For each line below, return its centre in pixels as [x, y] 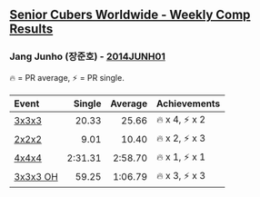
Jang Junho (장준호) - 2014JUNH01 [88, 56]
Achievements [188, 103]
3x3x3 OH [36, 177]
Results [31, 30]
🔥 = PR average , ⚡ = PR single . [67, 77]
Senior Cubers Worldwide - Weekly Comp [130, 15]
